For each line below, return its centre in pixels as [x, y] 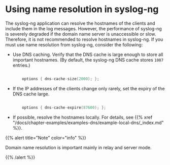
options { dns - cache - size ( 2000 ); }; [61, 79]
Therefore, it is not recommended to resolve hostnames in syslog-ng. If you [84, 39]
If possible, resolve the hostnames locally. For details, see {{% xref [82, 117]
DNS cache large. [31, 94]
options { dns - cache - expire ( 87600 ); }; [64, 107]
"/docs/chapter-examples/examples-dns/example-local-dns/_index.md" [88, 123]
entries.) [21, 65]
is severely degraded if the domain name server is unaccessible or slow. [81, 34]
